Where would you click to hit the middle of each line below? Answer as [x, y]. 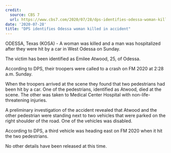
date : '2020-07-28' [26, 24]
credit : [13, 10]
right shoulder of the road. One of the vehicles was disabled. [69, 121]
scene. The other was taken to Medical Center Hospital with [68, 95]
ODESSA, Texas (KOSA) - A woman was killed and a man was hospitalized [83, 43]
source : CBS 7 [25, 15]
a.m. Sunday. [19, 74]
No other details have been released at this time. [56, 146]
